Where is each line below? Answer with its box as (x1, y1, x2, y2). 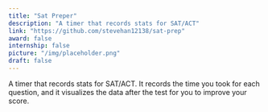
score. (8, 96, 30, 106)
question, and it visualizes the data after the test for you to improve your (8, 87, 247, 97)
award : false (8, 34, 52, 43)
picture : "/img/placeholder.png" (8, 49, 121, 57)
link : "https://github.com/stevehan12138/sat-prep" (8, 27, 185, 35)
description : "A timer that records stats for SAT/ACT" (8, 19, 200, 27)
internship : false (8, 42, 70, 50)
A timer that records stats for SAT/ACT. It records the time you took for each (8, 78, 260, 89)
